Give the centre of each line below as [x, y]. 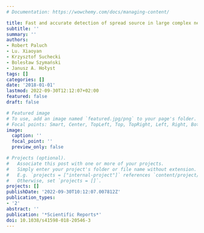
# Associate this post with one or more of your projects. [85, 164]
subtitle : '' [23, 29]
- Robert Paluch [27, 46]
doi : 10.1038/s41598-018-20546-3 [49, 220]
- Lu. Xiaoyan [24, 51]
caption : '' [27, 136]
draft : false [23, 102]
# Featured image [28, 113]
